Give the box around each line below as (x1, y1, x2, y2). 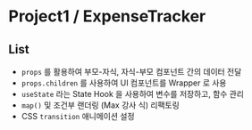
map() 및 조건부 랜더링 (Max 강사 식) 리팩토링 (21, 100, 180, 110)
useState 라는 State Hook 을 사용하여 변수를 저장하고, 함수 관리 (21, 89, 245, 99)
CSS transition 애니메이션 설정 (21, 111, 135, 121)
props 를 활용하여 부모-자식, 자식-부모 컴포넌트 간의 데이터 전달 (21, 67, 242, 77)
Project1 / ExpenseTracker (8, 6, 206, 27)
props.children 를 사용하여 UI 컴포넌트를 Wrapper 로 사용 (21, 77, 227, 88)
